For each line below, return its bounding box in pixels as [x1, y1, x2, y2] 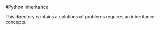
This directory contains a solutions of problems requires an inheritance [5, 14, 155, 19]
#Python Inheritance [5, 4, 49, 10]
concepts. [5, 19, 27, 25]
